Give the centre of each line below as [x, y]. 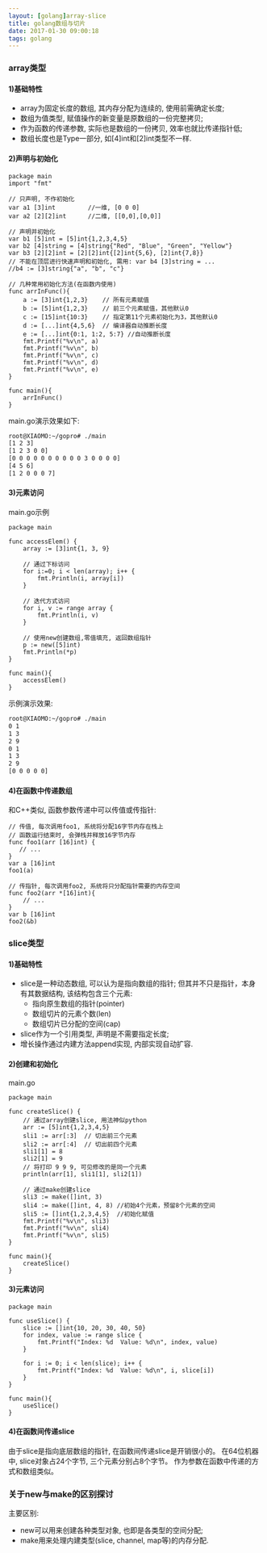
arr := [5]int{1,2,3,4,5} [67, 1127]
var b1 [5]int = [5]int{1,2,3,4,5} [68, 239]
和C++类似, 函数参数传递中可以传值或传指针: [82, 810]
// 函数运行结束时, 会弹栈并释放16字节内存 [72, 835]
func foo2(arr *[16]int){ [52, 894]
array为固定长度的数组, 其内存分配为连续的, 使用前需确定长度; [122, 108]
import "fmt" [30, 183]
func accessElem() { [43, 542]
